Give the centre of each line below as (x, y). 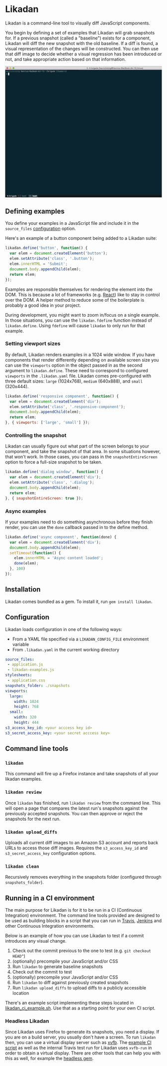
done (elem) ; (26, 563)
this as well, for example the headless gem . (49, 1059)
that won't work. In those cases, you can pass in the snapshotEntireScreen (81, 457)
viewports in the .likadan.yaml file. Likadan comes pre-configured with (78, 376)
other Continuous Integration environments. (50, 926)
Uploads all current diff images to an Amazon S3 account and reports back (82, 842)
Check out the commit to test (42, 972)
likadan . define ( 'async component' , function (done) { (61, 537)
